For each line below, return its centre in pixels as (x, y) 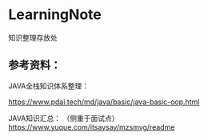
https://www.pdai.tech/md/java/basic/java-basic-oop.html (104, 102)
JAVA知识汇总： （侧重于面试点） (64, 118)
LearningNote (55, 15)
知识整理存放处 (33, 37)
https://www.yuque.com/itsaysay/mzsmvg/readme (92, 127)
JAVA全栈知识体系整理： (49, 86)
